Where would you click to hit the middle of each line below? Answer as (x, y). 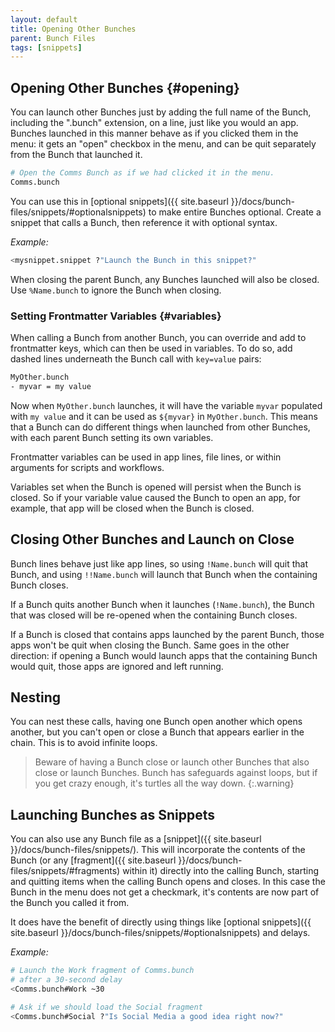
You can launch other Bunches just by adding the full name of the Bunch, (161, 112)
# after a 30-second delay (66, 980)
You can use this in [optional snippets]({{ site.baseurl (119, 201)
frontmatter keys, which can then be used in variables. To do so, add (151, 348)
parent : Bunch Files (53, 38)
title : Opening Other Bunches (73, 29)
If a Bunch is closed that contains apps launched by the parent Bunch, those (167, 634)
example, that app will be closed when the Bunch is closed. (132, 508)
